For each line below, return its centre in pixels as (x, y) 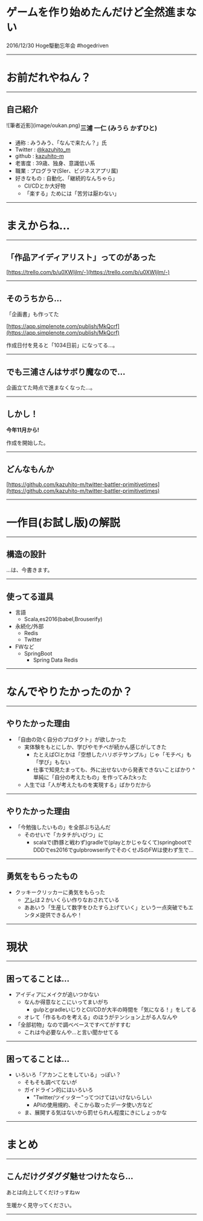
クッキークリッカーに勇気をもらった (60, 892)
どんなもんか (30, 469)
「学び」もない (52, 762)
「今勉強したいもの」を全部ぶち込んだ (63, 827)
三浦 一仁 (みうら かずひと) (119, 128)
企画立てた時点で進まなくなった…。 (51, 387)
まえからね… (38, 225)
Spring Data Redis (56, 660)
